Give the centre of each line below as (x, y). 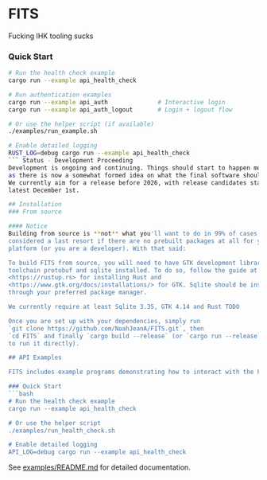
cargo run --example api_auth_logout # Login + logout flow (120, 109)
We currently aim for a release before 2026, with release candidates (128, 183)
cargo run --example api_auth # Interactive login (117, 102)
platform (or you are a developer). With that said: (97, 248)
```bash (21, 394)
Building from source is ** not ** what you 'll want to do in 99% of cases (133, 234)
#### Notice (28, 226)
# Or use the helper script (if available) (81, 124)
